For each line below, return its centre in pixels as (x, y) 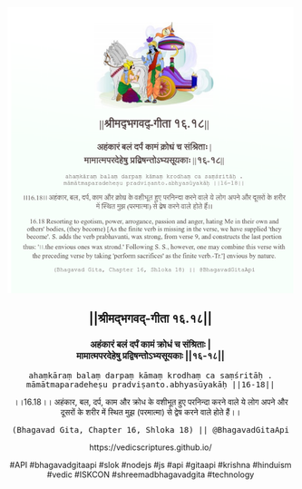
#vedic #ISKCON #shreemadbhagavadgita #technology (151, 474)
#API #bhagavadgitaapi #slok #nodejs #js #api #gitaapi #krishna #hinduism (151, 465)
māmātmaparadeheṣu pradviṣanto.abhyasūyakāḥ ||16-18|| (151, 384)
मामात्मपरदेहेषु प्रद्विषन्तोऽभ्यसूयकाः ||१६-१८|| (151, 356)
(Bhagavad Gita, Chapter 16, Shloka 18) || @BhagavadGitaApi (151, 430)
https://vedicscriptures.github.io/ (151, 447)
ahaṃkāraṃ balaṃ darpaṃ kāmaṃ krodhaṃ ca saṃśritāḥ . (151, 375)
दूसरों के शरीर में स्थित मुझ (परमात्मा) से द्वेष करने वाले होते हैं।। (151, 412)
